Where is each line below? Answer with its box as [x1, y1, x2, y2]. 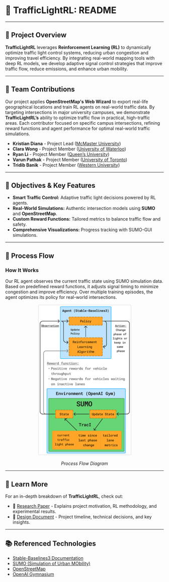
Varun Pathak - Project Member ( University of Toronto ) [12, 156, 127, 163]
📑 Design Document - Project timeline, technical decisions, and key [12, 514, 152, 520]
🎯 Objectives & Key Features [5, 181, 96, 190]
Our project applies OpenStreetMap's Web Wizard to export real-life [5, 98, 148, 104]
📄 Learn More [5, 480, 48, 489]
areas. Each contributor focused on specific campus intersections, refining [5, 120, 160, 126]
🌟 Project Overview [5, 31, 67, 39]
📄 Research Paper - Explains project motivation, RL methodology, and [12, 503, 157, 509]
